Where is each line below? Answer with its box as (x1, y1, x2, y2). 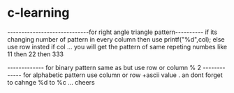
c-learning (7, 5, 70, 21)
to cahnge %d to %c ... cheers (7, 78, 96, 86)
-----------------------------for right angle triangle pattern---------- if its (7, 28, 218, 36)
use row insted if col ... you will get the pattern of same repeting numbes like (7, 42, 228, 51)
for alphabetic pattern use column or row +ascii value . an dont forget (23, 71, 224, 79)
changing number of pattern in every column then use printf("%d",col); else (7, 35, 225, 43)
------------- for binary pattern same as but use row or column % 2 (7, 63, 201, 71)
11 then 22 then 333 (7, 50, 64, 58)
